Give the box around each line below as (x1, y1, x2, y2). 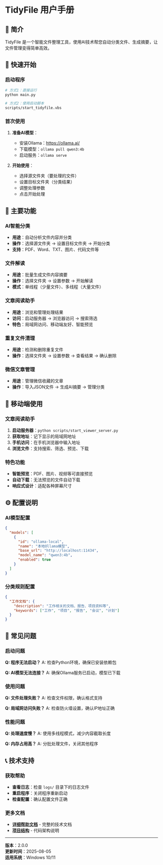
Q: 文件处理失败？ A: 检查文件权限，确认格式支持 (5, 695, 103, 701)
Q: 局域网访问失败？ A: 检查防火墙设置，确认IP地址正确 (5, 705, 115, 711)
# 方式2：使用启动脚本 (5, 101, 45, 106)
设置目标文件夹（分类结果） (19, 179, 75, 185)
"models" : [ (9, 530, 34, 535)
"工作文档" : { (9, 599, 35, 604)
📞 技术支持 (5, 756, 35, 765)
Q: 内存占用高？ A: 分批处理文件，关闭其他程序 (5, 741, 98, 747)
